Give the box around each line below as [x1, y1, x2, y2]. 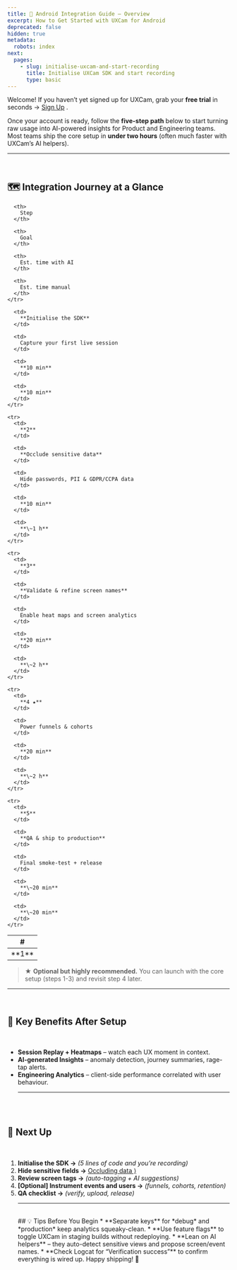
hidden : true [7, 30, 46, 37]
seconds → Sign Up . [7, 103, 68, 112]
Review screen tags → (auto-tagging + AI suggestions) [17, 1174, 179, 1182]
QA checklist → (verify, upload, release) [17, 1189, 135, 1197]
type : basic [25, 76, 61, 83]
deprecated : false [7, 23, 61, 30]
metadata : [7, 37, 37, 44]
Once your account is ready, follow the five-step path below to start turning [7, 117, 229, 125]
